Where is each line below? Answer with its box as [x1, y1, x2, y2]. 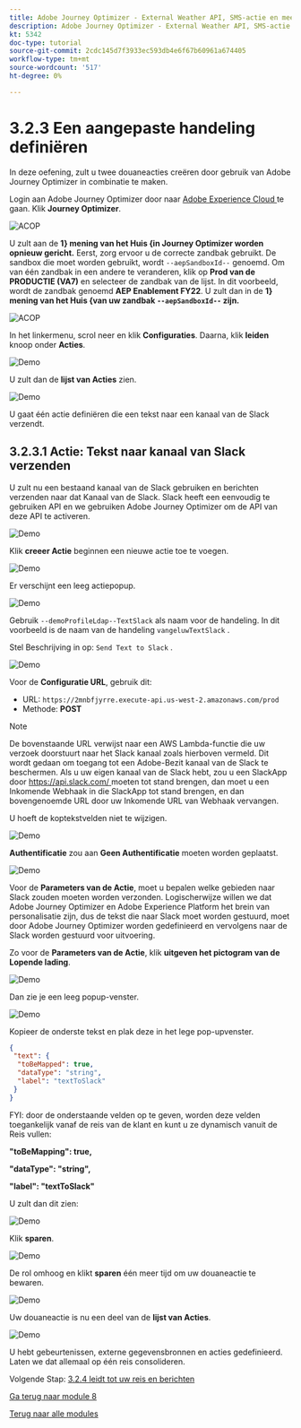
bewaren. [9, 1277, 45, 1287]
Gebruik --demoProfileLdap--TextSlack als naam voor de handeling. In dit [9, 615, 280, 626]
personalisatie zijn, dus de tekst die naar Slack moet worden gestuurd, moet [9, 911, 290, 922]
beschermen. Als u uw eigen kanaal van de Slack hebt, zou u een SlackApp [9, 766, 288, 777]
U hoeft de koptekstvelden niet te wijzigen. [9, 812, 168, 823]
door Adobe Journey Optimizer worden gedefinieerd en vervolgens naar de [9, 920, 288, 930]
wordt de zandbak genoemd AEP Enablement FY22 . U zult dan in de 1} [9, 285, 273, 296]
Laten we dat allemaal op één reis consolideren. [9, 1355, 185, 1367]
